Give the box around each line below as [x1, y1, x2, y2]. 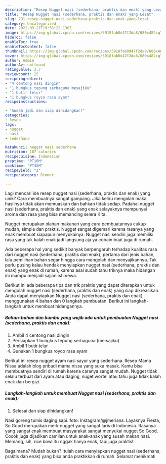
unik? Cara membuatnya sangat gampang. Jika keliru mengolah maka [5, 196, 147, 202]
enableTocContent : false [5, 44, 56, 49]
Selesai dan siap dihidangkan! [12, 408, 73, 414]
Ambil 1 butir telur [12, 343, 48, 349]
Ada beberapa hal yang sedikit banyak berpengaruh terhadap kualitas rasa [5, 246, 157, 253]
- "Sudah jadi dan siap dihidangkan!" [5, 108, 85, 113]
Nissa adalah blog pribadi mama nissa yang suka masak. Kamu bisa [5, 363, 143, 369]
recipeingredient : [5, 76, 43, 81]
